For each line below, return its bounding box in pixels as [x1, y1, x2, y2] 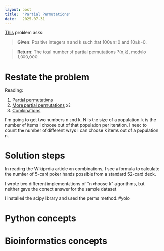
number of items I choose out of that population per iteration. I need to [5, 122, 147, 128]
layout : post [5, 7, 32, 12]
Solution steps [5, 150, 65, 161]
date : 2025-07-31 [5, 16, 45, 21]
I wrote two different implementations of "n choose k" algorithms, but [5, 181, 145, 187]
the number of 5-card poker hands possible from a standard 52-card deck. [5, 171, 156, 177]
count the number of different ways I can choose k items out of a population [5, 127, 159, 133]
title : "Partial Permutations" [5, 12, 71, 17]
